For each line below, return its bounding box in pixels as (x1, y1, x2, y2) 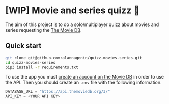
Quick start (5, 42, 42, 50)
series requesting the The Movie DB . (5, 27, 82, 33)
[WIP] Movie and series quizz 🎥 (5, 5, 140, 16)
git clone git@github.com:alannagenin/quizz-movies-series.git (5, 55, 143, 60)
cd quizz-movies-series (5, 60, 56, 65)
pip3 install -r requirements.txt (5, 65, 79, 70)
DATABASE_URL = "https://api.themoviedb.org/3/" (5, 89, 110, 94)
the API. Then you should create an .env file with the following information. (5, 79, 162, 86)
